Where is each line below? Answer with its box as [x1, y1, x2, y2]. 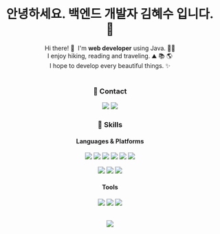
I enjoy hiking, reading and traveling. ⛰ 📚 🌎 [47, 51, 173, 60]
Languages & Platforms [76, 137, 144, 145]
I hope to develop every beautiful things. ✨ [49, 61, 171, 69]
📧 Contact [93, 86, 127, 96]
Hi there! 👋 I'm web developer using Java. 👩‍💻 [45, 44, 175, 52]
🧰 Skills [97, 120, 123, 130]
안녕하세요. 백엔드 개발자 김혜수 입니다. [5, 6, 214, 22]
